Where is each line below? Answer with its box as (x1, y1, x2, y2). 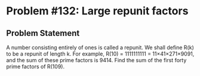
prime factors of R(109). (6, 63, 64, 70)
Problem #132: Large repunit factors (6, 4, 189, 18)
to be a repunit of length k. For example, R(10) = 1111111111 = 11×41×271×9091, (6, 50, 195, 57)
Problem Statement (6, 28, 80, 38)
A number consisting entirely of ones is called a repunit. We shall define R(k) (6, 44, 194, 51)
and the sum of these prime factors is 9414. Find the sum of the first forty (6, 57, 187, 63)
